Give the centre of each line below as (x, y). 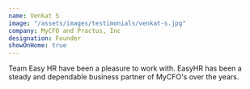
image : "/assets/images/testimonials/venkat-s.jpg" (97, 23)
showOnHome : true (38, 46)
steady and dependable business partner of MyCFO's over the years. (124, 77)
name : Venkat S (34, 16)
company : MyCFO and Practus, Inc (65, 30)
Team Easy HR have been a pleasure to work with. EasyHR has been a (125, 68)
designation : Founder (45, 38)
